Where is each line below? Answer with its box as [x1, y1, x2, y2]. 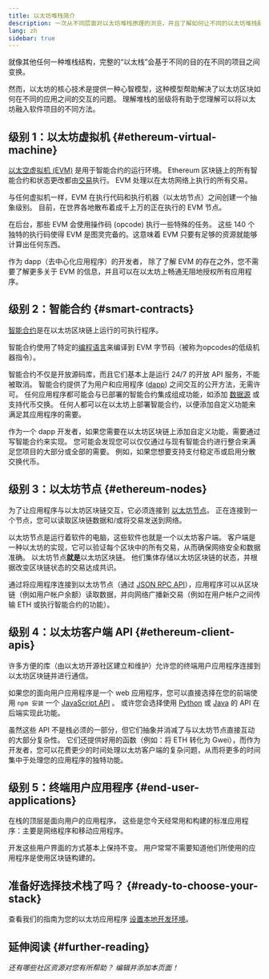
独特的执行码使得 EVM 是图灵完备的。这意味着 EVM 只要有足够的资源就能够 [8, 230, 258, 239]
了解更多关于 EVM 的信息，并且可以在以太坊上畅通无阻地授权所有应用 [14, 266, 246, 277]
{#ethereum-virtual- [111, 130, 217, 144]
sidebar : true [8, 34, 56, 43]
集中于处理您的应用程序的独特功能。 [8, 755, 128, 765]
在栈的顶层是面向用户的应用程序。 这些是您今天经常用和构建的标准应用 [8, 816, 242, 826]
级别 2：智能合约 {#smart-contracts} [8, 303, 195, 316]
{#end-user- [135, 780, 200, 794]
